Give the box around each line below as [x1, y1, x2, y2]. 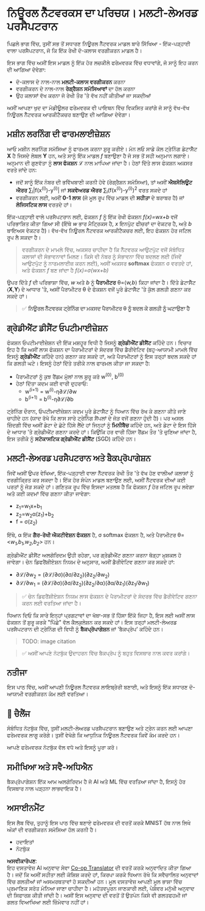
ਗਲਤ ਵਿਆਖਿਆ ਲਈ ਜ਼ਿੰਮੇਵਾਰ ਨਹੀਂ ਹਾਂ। [7, 898, 89, 906]
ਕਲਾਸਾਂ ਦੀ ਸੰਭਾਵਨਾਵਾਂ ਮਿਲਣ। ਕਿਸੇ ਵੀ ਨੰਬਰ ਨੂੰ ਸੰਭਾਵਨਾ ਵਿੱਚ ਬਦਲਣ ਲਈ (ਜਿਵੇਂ [21, 253, 182, 261]
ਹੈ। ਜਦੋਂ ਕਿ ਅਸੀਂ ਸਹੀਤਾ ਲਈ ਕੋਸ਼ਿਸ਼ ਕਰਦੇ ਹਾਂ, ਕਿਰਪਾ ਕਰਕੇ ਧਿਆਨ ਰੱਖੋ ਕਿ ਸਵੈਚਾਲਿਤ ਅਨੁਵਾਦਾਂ [7, 871, 199, 878]
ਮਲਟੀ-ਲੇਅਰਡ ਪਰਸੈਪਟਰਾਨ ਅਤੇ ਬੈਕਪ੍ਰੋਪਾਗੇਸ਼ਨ [7, 453, 151, 464]
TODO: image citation [21, 638, 76, 645]
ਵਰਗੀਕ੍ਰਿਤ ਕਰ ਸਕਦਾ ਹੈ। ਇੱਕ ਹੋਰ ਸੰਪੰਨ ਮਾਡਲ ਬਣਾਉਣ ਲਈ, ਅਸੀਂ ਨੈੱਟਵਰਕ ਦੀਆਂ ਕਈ [7, 476, 186, 483]
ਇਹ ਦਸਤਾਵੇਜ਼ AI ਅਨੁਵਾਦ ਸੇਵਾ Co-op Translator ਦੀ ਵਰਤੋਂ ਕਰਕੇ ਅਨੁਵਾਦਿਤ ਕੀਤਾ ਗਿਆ [7, 864, 192, 871]
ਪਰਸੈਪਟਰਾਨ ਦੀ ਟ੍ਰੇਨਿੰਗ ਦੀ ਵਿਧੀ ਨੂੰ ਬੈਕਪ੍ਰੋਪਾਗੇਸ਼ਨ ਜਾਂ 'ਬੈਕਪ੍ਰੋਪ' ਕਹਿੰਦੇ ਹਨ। [7, 625, 164, 633]
